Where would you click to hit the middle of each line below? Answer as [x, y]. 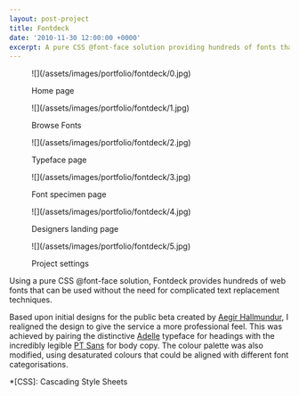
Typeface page [59, 160]
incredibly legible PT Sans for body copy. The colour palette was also [137, 346]
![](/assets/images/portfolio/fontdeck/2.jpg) [111, 143]
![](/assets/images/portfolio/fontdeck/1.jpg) [110, 108]
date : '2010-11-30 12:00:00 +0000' [75, 37]
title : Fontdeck [39, 28]
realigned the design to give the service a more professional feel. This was [146, 326]
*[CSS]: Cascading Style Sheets [69, 382]
